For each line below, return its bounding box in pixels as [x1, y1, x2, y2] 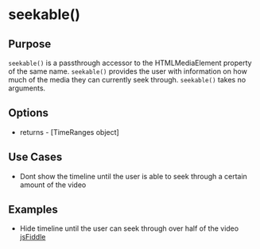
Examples [8, 203, 58, 216]
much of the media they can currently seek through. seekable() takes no [8, 75, 246, 84]
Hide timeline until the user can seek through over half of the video [19, 224, 239, 233]
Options [8, 106, 49, 120]
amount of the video [19, 180, 87, 190]
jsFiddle [19, 232, 46, 242]
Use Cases [8, 151, 63, 164]
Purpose [8, 37, 52, 51]
